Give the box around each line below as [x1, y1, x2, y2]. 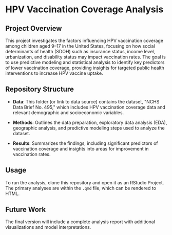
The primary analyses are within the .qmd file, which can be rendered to [5, 185, 157, 191]
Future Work [5, 205, 46, 214]
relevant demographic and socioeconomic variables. [12, 109, 124, 116]
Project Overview [5, 24, 62, 33]
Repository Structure [5, 85, 74, 94]
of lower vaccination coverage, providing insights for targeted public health [5, 65, 164, 71]
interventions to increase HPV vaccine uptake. [5, 70, 104, 76]
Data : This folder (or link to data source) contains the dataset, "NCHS [12, 98, 160, 104]
